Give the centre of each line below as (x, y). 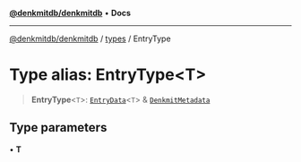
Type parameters (58, 128)
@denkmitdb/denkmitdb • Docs (70, 13)
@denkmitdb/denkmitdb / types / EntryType (90, 38)
